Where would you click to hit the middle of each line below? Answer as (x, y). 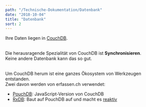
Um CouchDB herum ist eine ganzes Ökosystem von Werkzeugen (73, 74)
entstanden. (18, 79)
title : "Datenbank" (26, 19)
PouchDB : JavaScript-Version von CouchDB (58, 94)
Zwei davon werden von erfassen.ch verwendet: (55, 84)
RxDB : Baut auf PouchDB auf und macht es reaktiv (65, 99)
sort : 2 (13, 24)
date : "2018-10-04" (26, 15)
